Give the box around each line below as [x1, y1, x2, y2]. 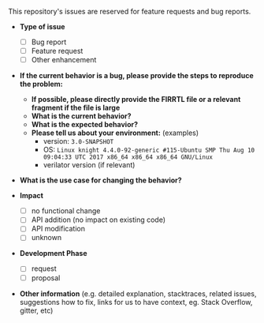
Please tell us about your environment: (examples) [31, 128, 199, 137]
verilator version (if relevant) [43, 160, 136, 170]
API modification [31, 224, 85, 234]
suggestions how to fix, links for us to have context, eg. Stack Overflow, [19, 297, 253, 306]
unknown [31, 233, 61, 242]
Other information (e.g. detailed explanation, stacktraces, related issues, [19, 288, 257, 299]
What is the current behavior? [31, 111, 132, 121]
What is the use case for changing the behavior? [19, 175, 183, 185]
